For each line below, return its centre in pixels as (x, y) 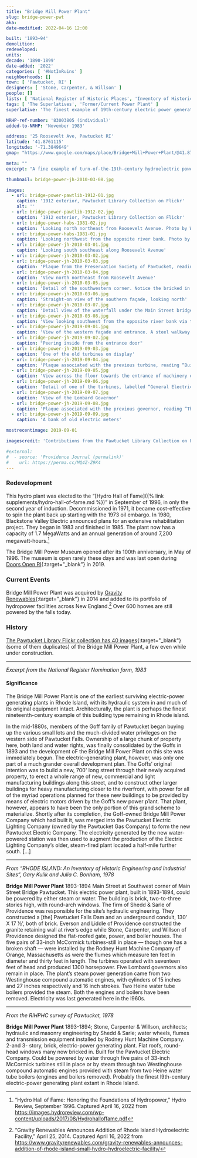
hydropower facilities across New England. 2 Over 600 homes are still (89, 605)
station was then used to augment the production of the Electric (106, 839)
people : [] (19, 94)
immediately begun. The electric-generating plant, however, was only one (95, 757)
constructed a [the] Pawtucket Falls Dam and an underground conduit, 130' (97, 917)
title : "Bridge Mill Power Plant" (48, 11)
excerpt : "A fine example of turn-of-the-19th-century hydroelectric (93, 169)
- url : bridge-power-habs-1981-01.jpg (59, 234)
